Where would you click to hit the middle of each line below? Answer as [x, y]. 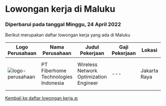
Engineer [88, 83]
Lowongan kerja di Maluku [60, 9]
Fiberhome [54, 71]
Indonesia [53, 83]
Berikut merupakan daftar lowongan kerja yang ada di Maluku [68, 35]
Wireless [87, 65]
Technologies [57, 77]
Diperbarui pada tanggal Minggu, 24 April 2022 [63, 25]
